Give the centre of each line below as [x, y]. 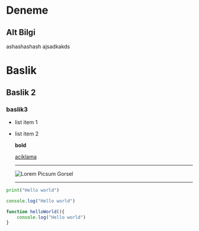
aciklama [26, 156]
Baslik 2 [21, 92]
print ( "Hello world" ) [33, 190]
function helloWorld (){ [36, 211]
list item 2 [27, 134]
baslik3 [17, 109]
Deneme [27, 10]
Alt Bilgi [21, 32]
